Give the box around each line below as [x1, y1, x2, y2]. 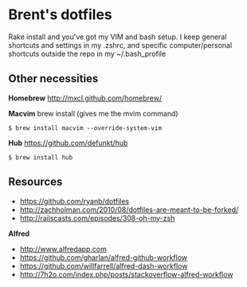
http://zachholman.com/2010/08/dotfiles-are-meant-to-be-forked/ [19, 205, 239, 214]
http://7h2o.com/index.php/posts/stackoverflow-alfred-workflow [19, 269, 233, 279]
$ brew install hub [8, 153, 73, 161]
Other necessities [8, 72, 99, 85]
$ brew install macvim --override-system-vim [8, 124, 162, 132]
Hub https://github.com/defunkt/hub [8, 138, 128, 147]
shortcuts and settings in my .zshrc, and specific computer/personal [8, 40, 233, 49]
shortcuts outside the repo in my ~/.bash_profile [8, 49, 167, 58]
